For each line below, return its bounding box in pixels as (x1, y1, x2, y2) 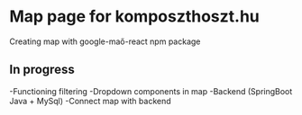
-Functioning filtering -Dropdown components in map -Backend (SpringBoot (9, 85, 293, 96)
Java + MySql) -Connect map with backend (9, 95, 171, 106)
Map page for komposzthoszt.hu (9, 6, 260, 27)
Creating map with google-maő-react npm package (9, 36, 201, 47)
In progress (9, 62, 75, 77)
